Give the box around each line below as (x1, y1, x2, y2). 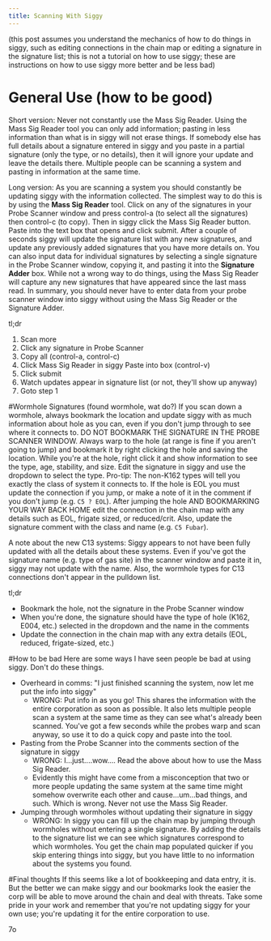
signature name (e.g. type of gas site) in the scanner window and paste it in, (8, 555, 262, 564)
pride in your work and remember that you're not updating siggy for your (8, 900, 251, 909)
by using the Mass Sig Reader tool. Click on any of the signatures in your (8, 199, 252, 209)
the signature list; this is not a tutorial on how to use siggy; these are (8, 51, 236, 61)
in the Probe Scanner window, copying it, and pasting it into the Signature (8, 260, 255, 270)
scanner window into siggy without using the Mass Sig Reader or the (8, 294, 238, 304)
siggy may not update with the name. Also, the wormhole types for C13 (8, 564, 245, 573)
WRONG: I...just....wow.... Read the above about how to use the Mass (32, 755, 262, 765)
